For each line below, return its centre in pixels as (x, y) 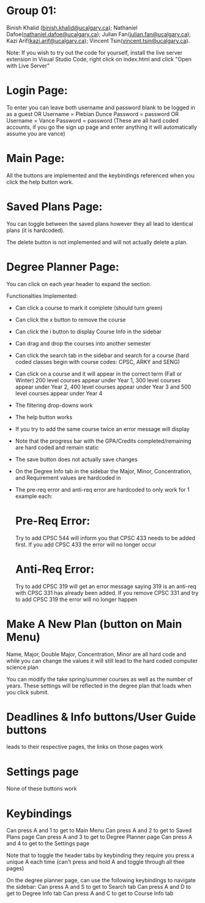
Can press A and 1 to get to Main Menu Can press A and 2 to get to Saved (99, 831)
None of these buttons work (42, 789)
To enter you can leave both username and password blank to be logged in (101, 107)
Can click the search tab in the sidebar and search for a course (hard (102, 355)
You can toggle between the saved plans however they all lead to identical (100, 223)
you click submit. (28, 692)
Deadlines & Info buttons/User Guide (101, 717)
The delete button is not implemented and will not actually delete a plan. (97, 242)
